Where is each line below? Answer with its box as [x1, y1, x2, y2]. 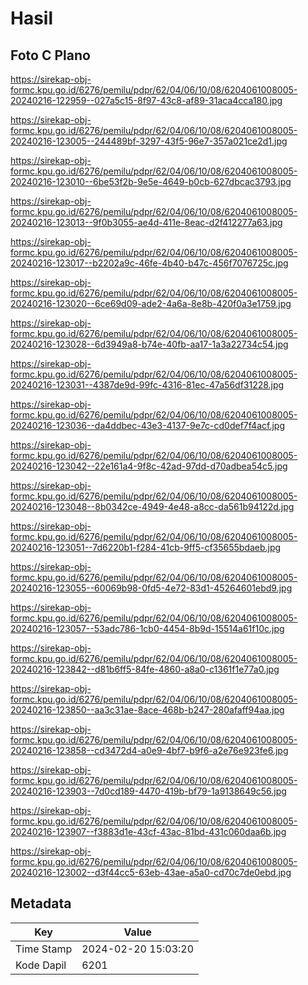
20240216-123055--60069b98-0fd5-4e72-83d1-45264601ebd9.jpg [10, 582, 293, 594]
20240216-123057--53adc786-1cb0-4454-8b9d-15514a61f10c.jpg [10, 623, 285, 634]
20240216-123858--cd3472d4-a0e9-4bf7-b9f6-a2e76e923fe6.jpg [10, 745, 289, 756]
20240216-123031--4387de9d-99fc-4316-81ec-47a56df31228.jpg [10, 379, 285, 391]
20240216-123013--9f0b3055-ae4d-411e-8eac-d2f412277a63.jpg [10, 217, 283, 228]
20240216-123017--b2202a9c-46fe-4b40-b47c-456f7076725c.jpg [10, 257, 289, 269]
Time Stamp [15, 942, 73, 956]
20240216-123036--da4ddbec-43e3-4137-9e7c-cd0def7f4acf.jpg [10, 420, 285, 431]
